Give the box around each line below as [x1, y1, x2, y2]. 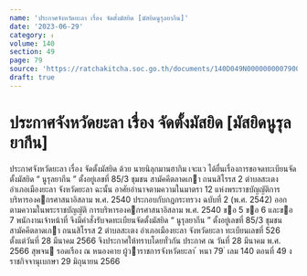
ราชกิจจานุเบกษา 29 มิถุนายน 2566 [9, 255, 121, 266]
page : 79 [9, 56, 43, 65]
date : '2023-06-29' [9, 22, 84, 31]
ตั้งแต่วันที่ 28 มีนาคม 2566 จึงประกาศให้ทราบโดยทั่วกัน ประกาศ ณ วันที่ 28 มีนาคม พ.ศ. [9, 235, 281, 246]
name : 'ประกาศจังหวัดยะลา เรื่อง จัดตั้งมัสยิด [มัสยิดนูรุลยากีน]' [9, 13, 189, 23]
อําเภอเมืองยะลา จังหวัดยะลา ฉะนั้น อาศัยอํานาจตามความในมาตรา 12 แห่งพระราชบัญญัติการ [9, 184, 281, 195]
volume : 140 [9, 38, 55, 48]
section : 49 [9, 48, 55, 57]
